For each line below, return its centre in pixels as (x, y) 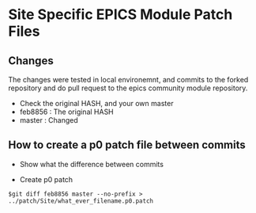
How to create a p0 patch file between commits (127, 145)
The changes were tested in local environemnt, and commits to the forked (128, 80)
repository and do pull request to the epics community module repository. (128, 88)
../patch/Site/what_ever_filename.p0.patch (81, 201)
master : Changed (49, 120)
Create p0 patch (46, 179)
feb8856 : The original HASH (67, 112)
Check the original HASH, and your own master (96, 103)
